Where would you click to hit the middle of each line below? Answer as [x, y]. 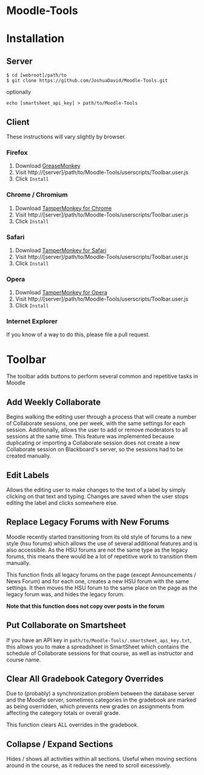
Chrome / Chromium [37, 195]
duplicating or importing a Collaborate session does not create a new [93, 443]
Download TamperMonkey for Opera [61, 293]
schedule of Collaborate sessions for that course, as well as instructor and [100, 653]
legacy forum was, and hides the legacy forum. [65, 594]
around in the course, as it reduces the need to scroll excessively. [89, 765]
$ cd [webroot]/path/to [37, 75]
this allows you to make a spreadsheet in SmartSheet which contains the [98, 646]
